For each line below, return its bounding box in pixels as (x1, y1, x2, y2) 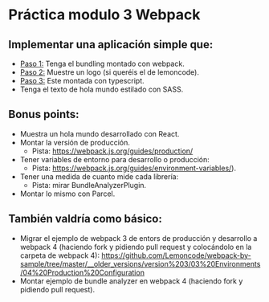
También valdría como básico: (8, 212, 162, 226)
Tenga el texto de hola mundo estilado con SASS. (19, 84, 184, 94)
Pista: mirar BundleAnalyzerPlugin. (31, 180, 147, 190)
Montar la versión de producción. (19, 137, 131, 147)
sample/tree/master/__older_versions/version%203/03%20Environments (19, 259, 261, 268)
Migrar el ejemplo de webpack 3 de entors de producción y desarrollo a (19, 233, 258, 243)
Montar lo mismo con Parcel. (19, 189, 116, 198)
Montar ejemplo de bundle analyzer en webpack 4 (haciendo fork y (19, 275, 243, 286)
